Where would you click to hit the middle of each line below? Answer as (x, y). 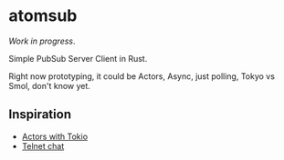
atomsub (43, 16)
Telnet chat (43, 145)
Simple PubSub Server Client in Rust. (78, 58)
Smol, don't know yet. (49, 85)
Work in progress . (42, 41)
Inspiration (40, 115)
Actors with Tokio (55, 136)
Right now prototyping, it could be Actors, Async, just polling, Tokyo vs (142, 76)
